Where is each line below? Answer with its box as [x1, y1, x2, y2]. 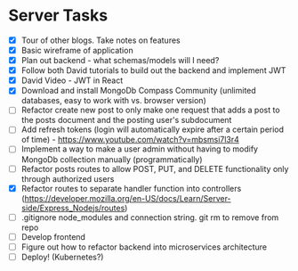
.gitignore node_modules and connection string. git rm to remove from [20, 211, 279, 223]
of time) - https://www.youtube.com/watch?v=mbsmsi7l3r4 [20, 135, 239, 145]
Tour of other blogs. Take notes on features [20, 35, 181, 45]
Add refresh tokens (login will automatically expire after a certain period [20, 124, 285, 135]
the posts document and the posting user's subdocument [20, 115, 232, 126]
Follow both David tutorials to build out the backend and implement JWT [20, 65, 286, 76]
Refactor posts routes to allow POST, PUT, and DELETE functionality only [20, 163, 289, 174]
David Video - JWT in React [20, 75, 124, 86]
